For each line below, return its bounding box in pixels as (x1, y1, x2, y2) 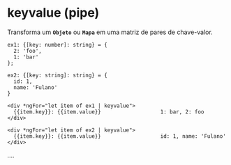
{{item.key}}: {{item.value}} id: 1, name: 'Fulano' (13, 132, 227, 140)
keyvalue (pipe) (7, 5, 100, 21)
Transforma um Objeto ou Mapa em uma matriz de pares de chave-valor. (7, 28, 213, 36)
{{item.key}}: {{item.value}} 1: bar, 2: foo (13, 108, 204, 116)
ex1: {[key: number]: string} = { (7, 41, 108, 48)
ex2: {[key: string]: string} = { (7, 72, 108, 79)
